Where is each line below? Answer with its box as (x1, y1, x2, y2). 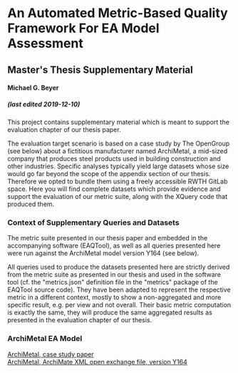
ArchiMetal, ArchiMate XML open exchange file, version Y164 (7, 357, 187, 366)
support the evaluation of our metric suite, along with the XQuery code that (7, 193, 228, 201)
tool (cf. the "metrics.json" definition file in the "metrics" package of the (7, 278, 219, 287)
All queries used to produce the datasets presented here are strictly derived (7, 262, 230, 272)
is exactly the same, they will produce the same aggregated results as (7, 308, 212, 317)
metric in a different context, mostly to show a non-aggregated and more (7, 293, 222, 302)
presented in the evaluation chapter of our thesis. (7, 316, 152, 325)
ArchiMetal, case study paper (7, 349, 94, 358)
